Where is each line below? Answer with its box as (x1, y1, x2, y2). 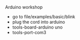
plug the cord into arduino (12, 19, 65, 25)
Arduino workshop (5, 4, 43, 10)
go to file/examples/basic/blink (12, 14, 76, 19)
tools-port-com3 (12, 30, 46, 35)
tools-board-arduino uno (12, 24, 63, 30)
